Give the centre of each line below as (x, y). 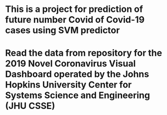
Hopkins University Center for (69, 85)
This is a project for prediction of (74, 9)
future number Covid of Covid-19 (75, 20)
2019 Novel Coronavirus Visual (71, 64)
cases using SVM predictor (63, 30)
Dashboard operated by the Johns (77, 74)
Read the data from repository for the (84, 53)
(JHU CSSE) (30, 106)
